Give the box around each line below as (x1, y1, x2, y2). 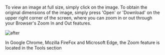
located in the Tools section (5, 45, 62, 50)
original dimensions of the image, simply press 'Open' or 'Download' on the (5, 9, 161, 15)
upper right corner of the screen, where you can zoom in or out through (5, 15, 153, 20)
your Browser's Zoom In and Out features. (5, 20, 91, 26)
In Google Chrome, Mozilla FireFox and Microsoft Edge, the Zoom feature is (5, 39, 160, 45)
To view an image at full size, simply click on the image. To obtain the (5, 4, 148, 10)
